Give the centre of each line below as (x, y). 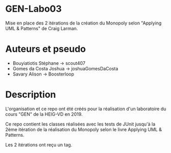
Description (31, 95)
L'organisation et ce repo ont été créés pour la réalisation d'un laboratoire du (86, 109)
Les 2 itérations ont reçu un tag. (39, 145)
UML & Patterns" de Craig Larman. (42, 28)
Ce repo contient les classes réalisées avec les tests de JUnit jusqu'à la (80, 124)
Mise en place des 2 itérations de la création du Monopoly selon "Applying (83, 23)
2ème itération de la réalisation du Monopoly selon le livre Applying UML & (84, 129)
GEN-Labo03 (34, 9)
